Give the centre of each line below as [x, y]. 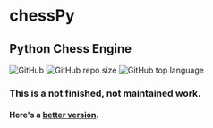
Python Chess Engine [71, 49]
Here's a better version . [54, 115]
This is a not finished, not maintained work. [105, 93]
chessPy [42, 16]
